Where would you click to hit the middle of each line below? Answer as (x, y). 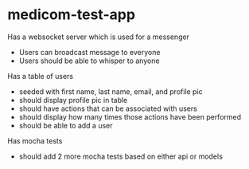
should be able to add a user (66, 125)
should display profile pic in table (73, 100)
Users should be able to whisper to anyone (89, 61)
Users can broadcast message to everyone (89, 52)
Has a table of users (40, 76)
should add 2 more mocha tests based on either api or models (121, 156)
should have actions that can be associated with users (108, 108)
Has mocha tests (35, 140)
